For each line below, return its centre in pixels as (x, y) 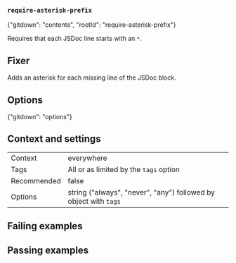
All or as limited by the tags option (124, 169)
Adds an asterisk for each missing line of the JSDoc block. (92, 78)
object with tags (94, 201)
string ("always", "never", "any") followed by (142, 192)
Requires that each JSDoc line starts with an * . (74, 39)
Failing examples (45, 226)
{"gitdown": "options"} (40, 116)
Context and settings (54, 139)
